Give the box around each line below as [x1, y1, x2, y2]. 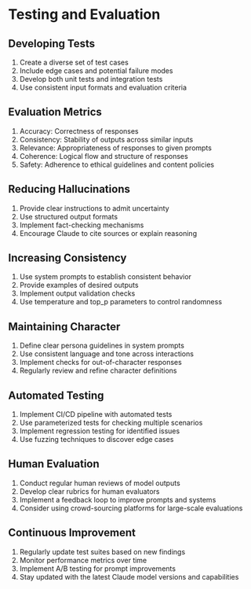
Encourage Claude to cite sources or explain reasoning [19, 228, 198, 237]
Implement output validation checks [19, 289, 136, 298]
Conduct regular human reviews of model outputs [19, 478, 180, 488]
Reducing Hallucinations [8, 182, 131, 196]
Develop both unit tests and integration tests [19, 75, 163, 83]
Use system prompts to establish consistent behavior [19, 272, 192, 282]
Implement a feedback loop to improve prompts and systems [19, 495, 216, 504]
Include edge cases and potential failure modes [19, 66, 173, 75]
